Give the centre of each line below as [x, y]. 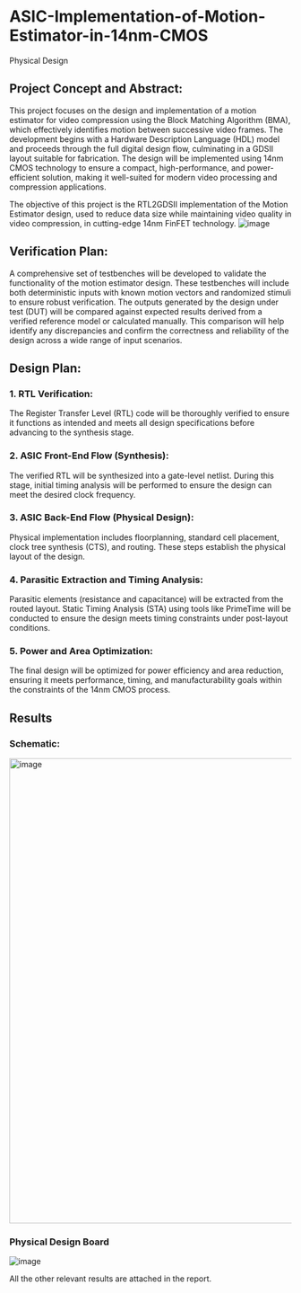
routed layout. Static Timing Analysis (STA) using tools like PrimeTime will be [150, 609]
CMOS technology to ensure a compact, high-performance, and [127, 167]
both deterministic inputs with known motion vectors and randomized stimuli [150, 292]
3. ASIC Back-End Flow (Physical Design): [102, 518]
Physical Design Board [60, 1242]
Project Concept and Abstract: [96, 89]
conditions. [30, 628]
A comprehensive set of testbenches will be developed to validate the [138, 273]
